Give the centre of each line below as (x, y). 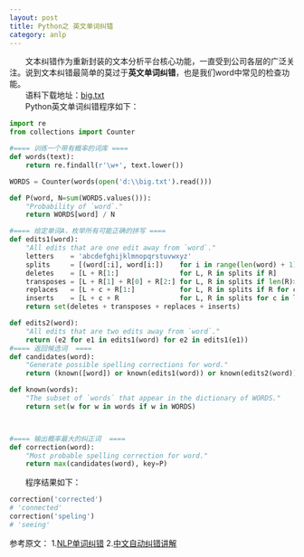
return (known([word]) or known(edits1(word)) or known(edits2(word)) (161, 373)
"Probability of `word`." (75, 206)
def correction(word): (52, 447)
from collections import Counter (72, 132)
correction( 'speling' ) (52, 516)
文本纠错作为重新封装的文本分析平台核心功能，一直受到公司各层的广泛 (156, 61)
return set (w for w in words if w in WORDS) (111, 406)
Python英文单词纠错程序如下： (82, 107)
